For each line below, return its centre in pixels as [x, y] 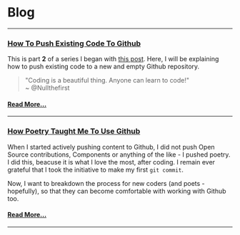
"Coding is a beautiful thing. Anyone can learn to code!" [107, 80]
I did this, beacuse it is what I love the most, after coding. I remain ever [111, 162]
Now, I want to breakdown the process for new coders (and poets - [106, 183]
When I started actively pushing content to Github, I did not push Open [111, 147]
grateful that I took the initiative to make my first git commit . [96, 169]
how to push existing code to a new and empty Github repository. [104, 67]
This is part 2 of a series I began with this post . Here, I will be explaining [113, 59]
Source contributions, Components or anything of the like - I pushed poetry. [119, 155]
